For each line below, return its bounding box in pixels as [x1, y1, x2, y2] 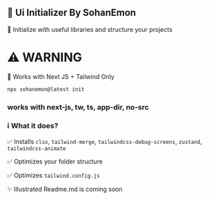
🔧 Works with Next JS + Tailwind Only [7, 72, 115, 80]
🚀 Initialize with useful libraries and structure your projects [7, 25, 172, 33]
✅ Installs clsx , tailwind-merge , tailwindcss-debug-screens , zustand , [7, 137, 202, 145]
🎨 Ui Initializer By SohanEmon [7, 7, 137, 19]
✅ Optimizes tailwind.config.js [7, 171, 100, 179]
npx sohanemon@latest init [7, 86, 85, 93]
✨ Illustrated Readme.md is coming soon [7, 185, 123, 193]
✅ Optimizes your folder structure [7, 157, 103, 165]
